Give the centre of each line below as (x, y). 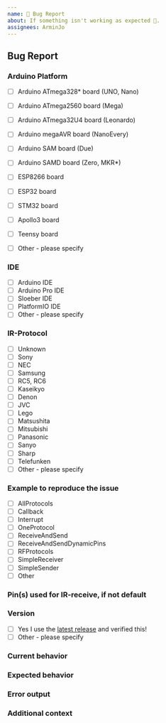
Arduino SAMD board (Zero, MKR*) (69, 163)
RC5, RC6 (32, 381)
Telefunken (34, 461)
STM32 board (38, 205)
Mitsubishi (33, 429)
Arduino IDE (35, 283)
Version (21, 614)
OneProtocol (36, 528)
